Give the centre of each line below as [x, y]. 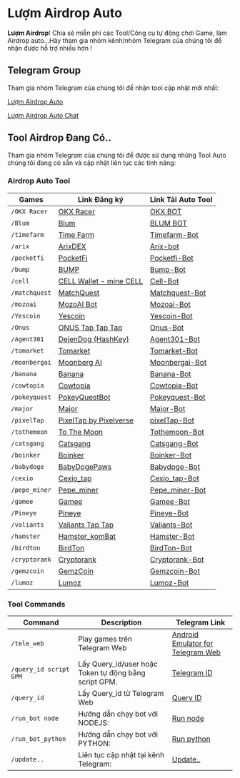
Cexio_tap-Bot [175, 478]
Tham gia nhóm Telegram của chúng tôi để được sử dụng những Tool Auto [117, 155]
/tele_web [27, 643]
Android [185, 635]
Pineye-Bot [169, 513]
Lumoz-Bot [169, 582]
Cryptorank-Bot [177, 560]
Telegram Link [201, 622]
